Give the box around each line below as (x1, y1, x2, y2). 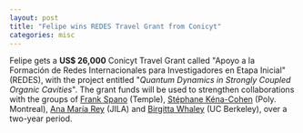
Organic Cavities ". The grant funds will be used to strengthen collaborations (9, 84, 295, 96)
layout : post (9, 13, 59, 23)
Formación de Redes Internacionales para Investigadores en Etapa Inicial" (9, 65, 287, 76)
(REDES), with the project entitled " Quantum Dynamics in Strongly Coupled (9, 75, 291, 86)
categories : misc (9, 30, 76, 39)
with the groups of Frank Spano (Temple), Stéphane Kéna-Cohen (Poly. (9, 94, 277, 105)
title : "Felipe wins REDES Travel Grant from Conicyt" (9, 22, 222, 31)
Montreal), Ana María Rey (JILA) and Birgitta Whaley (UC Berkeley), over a (9, 104, 288, 115)
